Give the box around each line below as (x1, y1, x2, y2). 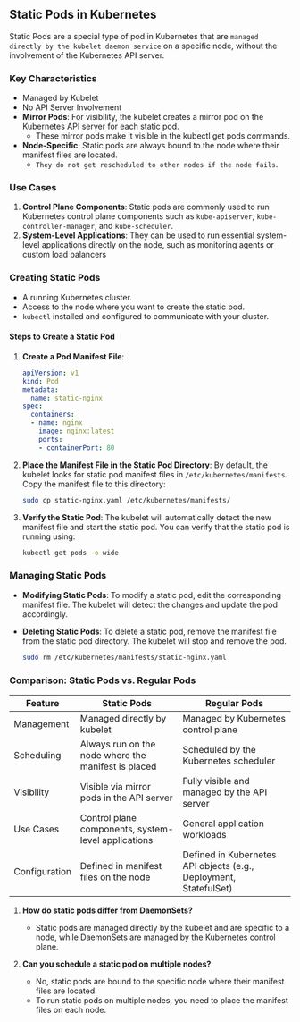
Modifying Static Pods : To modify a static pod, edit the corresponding (21, 589, 281, 600)
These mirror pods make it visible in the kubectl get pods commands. (35, 131, 291, 141)
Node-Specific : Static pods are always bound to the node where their (21, 140, 279, 151)
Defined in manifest (79, 859, 162, 872)
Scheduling (13, 748, 62, 761)
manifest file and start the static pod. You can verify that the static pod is (21, 521, 290, 532)
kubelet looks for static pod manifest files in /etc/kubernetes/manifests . (21, 469, 288, 479)
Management (13, 717, 70, 730)
